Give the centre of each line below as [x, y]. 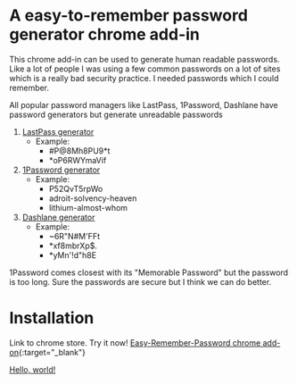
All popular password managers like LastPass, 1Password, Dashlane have [144, 104]
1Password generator [61, 170]
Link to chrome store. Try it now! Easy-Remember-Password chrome [135, 342]
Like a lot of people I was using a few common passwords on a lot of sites [145, 69]
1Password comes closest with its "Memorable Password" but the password [148, 272]
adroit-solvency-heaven [93, 198]
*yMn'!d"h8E [72, 255]
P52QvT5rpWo [76, 188]
